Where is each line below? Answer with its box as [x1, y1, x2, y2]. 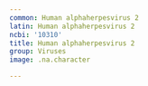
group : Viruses [9, 47, 67, 56]
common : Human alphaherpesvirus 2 [9, 13, 140, 23]
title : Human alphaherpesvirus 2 [9, 38, 135, 48]
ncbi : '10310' [9, 30, 63, 39]
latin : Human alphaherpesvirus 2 [9, 22, 135, 31]
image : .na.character [9, 55, 91, 64]
